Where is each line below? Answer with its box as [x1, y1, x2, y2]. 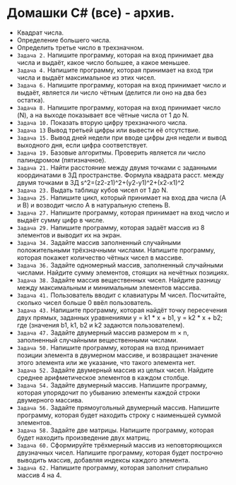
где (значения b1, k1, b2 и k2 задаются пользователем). [16, 321, 185, 329]
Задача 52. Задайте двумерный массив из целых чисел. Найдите [16, 366, 214, 374]
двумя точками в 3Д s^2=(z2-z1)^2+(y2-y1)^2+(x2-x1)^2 [16, 178, 185, 186]
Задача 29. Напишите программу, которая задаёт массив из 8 [16, 223, 205, 232]
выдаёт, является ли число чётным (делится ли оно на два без [16, 88, 207, 97]
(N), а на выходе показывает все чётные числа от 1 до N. [16, 111, 189, 119]
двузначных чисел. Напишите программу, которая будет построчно [16, 448, 223, 457]
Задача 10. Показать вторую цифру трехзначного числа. [16, 118, 188, 126]
